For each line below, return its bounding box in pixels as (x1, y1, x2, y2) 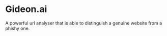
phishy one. (5, 25, 30, 31)
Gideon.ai (5, 3, 47, 15)
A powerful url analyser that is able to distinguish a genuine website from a (5, 20, 162, 26)
